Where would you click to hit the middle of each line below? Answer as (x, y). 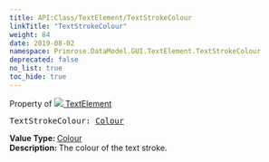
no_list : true (36, 69)
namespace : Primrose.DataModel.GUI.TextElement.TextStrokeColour (135, 52)
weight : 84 (30, 34)
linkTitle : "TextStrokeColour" (68, 26)
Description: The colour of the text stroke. (88, 148)
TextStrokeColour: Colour (67, 120)
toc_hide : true (38, 77)
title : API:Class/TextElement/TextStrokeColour (101, 18)
